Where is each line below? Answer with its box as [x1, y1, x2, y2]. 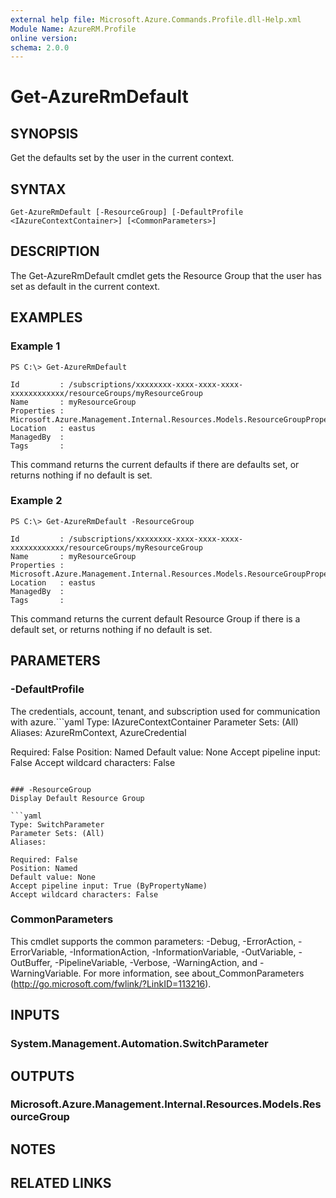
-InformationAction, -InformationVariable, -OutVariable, [69, 946, 297, 958]
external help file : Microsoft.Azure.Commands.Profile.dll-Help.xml [10, 14, 302, 25]
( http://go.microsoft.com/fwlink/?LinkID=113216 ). [10, 977, 212, 990]
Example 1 [10, 339, 61, 353]
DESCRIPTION [10, 243, 100, 260]
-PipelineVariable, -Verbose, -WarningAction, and [54, 956, 258, 968]
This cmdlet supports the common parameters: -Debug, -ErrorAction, [10, 935, 297, 947]
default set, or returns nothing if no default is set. [10, 623, 213, 635]
